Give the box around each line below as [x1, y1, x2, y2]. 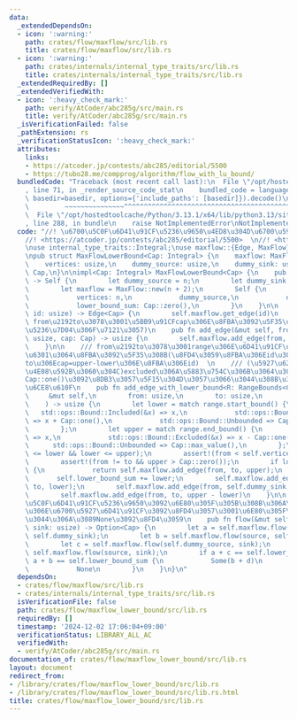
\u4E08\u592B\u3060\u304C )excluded [25, 367, 156, 376]
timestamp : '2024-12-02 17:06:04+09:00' [17, 622, 168, 631]
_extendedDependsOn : [17, 21, 93, 30]
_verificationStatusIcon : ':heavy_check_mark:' [17, 136, 196, 145]
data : [9, 12, 29, 22]
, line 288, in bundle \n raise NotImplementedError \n [25, 219, 240, 228]
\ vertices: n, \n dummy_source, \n [25, 293, 240, 302]
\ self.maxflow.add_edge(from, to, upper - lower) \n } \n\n [25, 491, 287, 499]
